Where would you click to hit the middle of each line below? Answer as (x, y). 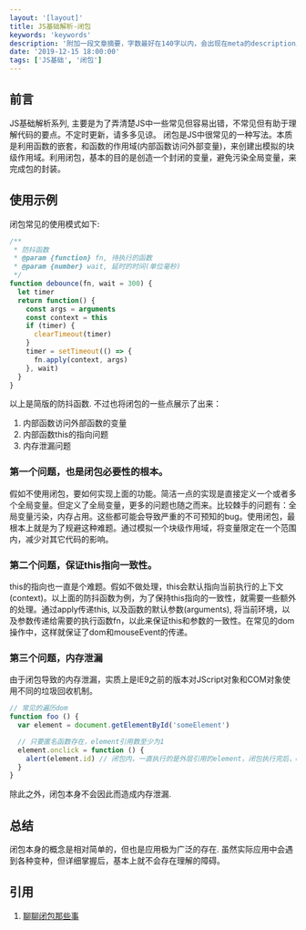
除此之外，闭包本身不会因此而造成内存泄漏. (91, 794)
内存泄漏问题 (46, 446)
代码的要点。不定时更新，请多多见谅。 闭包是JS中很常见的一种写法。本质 (155, 134)
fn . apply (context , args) (81, 360)
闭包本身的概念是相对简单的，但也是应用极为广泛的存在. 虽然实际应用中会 (147, 850)
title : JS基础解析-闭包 (50, 26)
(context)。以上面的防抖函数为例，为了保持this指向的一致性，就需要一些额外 (153, 597)
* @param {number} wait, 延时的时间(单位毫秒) (97, 267)
